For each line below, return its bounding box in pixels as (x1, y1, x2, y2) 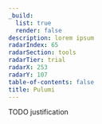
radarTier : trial (8, 56, 66, 64)
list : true (15, 19, 52, 27)
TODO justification (8, 107, 69, 117)
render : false (15, 26, 62, 34)
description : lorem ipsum (8, 33, 94, 42)
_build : (8, 11, 34, 20)
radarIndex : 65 (8, 41, 59, 49)
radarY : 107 (8, 71, 48, 79)
